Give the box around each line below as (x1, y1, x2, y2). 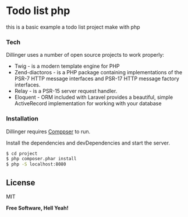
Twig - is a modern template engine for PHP (14, 63, 120, 70)
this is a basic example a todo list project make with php (6, 23, 141, 30)
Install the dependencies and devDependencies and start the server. (6, 139, 171, 146)
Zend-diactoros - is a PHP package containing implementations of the (14, 69, 182, 76)
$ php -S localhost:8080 (6, 161, 66, 167)
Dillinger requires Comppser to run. (6, 128, 91, 135)
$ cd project (6, 150, 38, 156)
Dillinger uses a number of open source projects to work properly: (6, 51, 165, 58)
